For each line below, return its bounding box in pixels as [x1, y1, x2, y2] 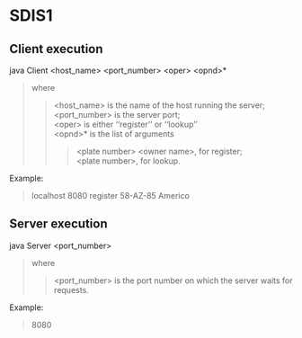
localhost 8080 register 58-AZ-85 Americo [31, 191, 191, 200]
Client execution [9, 41, 103, 57]
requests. [53, 284, 90, 295]
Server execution [9, 217, 108, 232]
